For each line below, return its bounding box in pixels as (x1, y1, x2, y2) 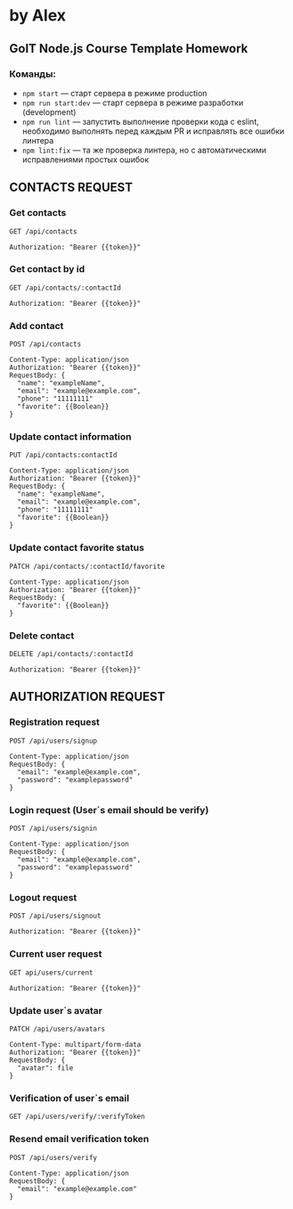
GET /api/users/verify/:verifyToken (9, 1112, 145, 1122)
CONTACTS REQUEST (9, 180, 134, 195)
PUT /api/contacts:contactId (9, 451, 118, 460)
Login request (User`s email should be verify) (9, 803, 209, 816)
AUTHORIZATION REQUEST (9, 689, 166, 704)
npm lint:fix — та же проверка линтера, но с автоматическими (21, 144, 267, 155)
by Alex (9, 5, 67, 26)
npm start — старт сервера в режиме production (21, 87, 208, 98)
